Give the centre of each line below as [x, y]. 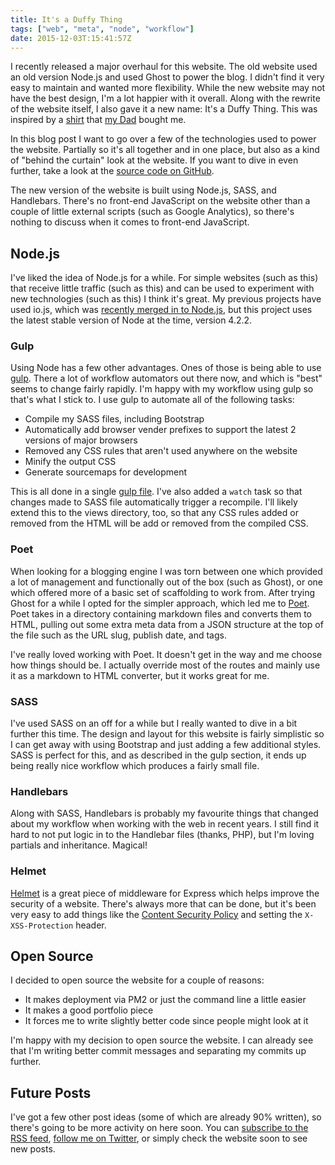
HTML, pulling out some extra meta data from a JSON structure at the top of [167, 624]
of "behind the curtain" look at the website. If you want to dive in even [154, 160]
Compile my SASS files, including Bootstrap [114, 419]
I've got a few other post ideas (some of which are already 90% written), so [166, 1117]
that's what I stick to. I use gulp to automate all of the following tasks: [152, 400]
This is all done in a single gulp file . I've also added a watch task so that [156, 492]
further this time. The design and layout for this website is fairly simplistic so [167, 734]
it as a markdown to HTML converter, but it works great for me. [140, 675]
